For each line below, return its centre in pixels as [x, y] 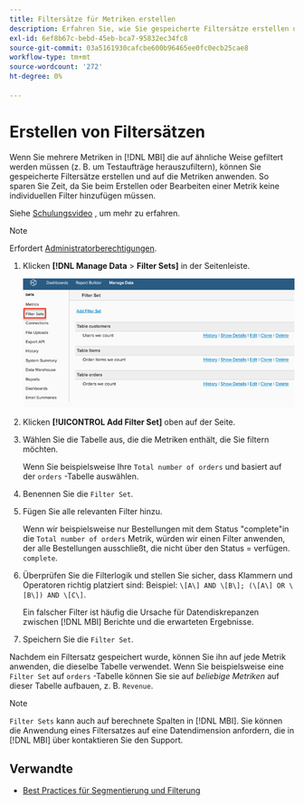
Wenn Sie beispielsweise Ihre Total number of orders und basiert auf [152, 467]
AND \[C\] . [66, 595]
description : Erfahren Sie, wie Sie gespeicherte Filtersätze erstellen [149, 29]
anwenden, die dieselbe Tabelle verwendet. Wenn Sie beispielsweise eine [147, 666]
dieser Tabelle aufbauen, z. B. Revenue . [81, 686]
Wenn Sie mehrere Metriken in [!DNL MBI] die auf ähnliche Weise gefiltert [146, 157]
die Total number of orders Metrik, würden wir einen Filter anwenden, [153, 539]
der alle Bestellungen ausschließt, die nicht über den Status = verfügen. [156, 549]
